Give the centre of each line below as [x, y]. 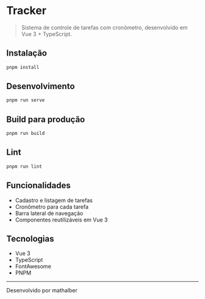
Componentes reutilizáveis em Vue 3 [61, 220]
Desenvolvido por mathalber [42, 290]
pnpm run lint [24, 166]
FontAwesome [33, 267]
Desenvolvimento [41, 86]
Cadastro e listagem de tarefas [54, 200]
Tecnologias [30, 239]
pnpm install [23, 67]
